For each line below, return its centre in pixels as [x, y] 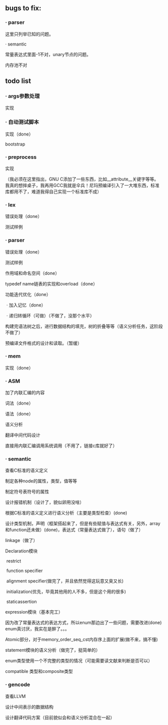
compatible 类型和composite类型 [39, 671]
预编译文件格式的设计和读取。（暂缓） [43, 343]
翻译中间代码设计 [23, 435]
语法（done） [19, 414]
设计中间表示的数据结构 [29, 706]
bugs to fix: [23, 8]
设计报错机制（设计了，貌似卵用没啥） [44, 502]
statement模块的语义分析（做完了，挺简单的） [53, 650]
